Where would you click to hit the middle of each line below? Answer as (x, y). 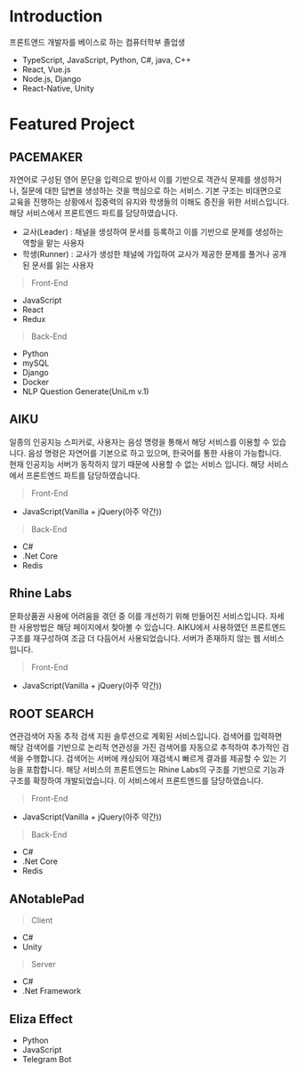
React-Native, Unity (58, 88)
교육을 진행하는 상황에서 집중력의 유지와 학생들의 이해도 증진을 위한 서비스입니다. (149, 201)
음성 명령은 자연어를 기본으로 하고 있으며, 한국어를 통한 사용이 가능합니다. (155, 453)
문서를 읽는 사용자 (63, 265)
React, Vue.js (46, 69)
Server (43, 964)
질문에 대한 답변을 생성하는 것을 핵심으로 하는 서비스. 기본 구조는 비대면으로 (151, 190)
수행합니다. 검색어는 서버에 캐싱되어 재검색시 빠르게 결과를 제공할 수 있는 (151, 759)
